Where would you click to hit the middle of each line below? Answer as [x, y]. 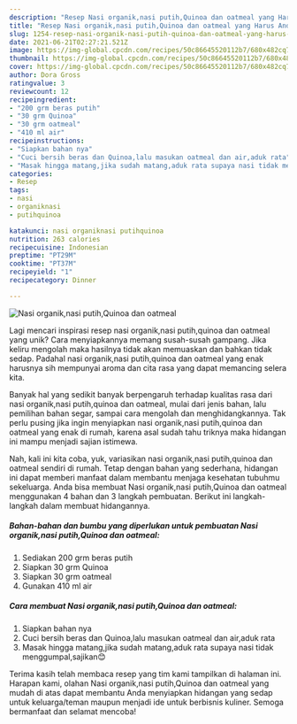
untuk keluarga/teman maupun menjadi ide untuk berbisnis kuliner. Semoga [147, 702]
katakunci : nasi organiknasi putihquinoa [87, 231]
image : [21, 50]
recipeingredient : [43, 100]
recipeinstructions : [47, 141]
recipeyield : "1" [41, 272]
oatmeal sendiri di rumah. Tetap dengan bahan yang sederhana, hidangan [144, 468]
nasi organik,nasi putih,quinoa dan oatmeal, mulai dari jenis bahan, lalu [138, 404]
